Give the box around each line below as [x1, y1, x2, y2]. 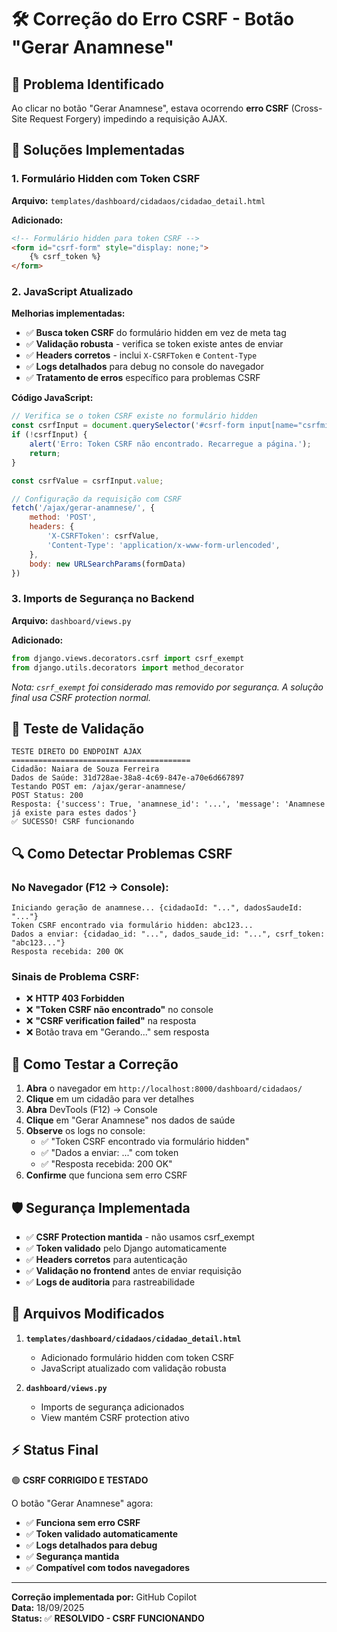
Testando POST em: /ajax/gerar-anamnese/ [11, 782, 187, 792]
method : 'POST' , [29, 512, 98, 523]
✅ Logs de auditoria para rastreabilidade [25, 1276, 196, 1288]
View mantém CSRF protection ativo [40, 1411, 190, 1423]
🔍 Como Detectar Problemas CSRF [11, 845, 233, 862]
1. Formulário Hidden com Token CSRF [11, 172, 201, 186]
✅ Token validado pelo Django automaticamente [25, 1242, 228, 1254]
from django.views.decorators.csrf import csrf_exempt [11, 653, 245, 663]
